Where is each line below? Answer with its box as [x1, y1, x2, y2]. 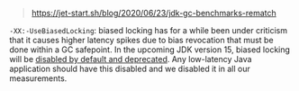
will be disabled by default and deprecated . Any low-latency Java [9, 54, 252, 64]
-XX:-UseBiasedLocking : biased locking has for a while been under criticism [9, 25, 288, 35]
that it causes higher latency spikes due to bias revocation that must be [9, 35, 274, 45]
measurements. [9, 73, 68, 84]
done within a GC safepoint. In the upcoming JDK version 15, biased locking [9, 44, 291, 55]
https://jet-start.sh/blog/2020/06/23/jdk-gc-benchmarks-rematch [31, 8, 276, 18]
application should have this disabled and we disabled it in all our [9, 63, 250, 74]
